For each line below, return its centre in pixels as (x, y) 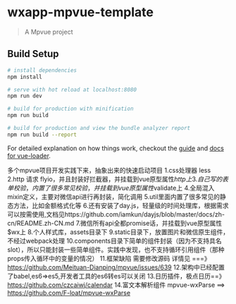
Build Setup (33, 54)
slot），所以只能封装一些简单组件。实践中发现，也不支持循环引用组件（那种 (116, 249)
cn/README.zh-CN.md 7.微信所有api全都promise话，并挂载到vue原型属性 (115, 223)
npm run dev (25, 96)
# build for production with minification (70, 109)
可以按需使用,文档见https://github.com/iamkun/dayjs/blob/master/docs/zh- (116, 214)
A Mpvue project (49, 32)
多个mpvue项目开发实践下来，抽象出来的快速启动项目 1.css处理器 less (109, 170)
